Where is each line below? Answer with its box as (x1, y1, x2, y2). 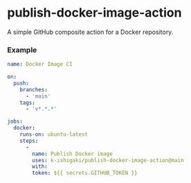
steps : (19, 137, 39, 144)
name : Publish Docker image (32, 150, 113, 157)
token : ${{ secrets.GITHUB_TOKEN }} (32, 170, 138, 177)
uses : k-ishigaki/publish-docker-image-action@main (32, 157, 185, 164)
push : (13, 80, 30, 87)
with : (32, 163, 48, 171)
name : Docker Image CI (7, 61, 73, 68)
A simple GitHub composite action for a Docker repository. (7, 28, 174, 36)
